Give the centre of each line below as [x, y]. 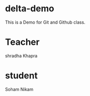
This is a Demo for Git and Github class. [45, 22]
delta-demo [30, 9]
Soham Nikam [19, 89]
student [21, 76]
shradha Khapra [21, 56]
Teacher [22, 42]
